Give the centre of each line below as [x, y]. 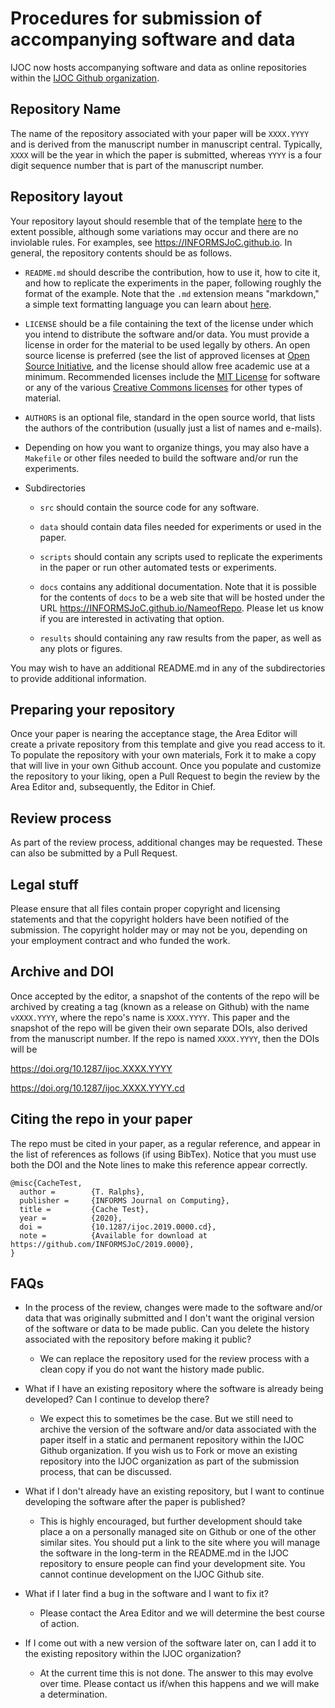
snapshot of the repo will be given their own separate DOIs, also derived [159, 1028]
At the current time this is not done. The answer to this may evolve [176, 1673]
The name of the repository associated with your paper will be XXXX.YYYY [160, 133]
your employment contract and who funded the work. [120, 940]
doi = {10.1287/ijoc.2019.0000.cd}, [118, 1227]
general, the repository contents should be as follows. [121, 253]
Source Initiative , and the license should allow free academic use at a [167, 366]
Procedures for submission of [136, 18]
